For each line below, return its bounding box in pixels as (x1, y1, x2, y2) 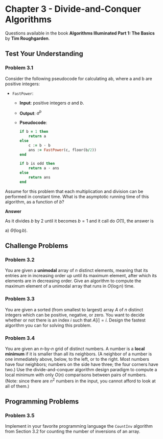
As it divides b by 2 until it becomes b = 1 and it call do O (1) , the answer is (5, 218, 154, 224)
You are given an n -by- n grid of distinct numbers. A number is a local (5, 346, 145, 352)
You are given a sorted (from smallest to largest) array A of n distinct (5, 306, 143, 313)
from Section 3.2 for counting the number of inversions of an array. (5, 429, 140, 435)
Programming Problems (5, 397, 79, 406)
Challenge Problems (5, 242, 69, 250)
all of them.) (5, 383, 29, 389)
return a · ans (28, 166, 60, 171)
